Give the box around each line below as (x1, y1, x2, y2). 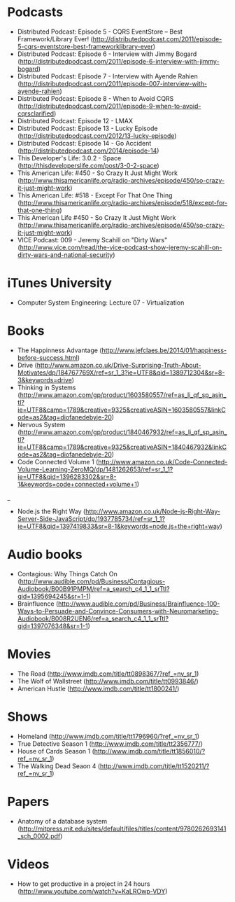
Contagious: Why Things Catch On (17, 569, 117, 578)
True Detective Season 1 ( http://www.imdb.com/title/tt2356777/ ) (17, 740, 204, 748)
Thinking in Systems (17, 383, 76, 391)
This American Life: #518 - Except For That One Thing (17, 190, 173, 200)
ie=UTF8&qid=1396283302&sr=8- (17, 472, 117, 480)
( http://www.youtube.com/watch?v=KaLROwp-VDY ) (17, 887, 168, 895)
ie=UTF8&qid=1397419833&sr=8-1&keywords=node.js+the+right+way (17, 522, 220, 530)
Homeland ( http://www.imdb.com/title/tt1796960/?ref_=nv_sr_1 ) (17, 732, 200, 740)
